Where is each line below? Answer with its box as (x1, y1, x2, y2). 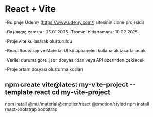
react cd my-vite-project (34, 88, 111, 97)
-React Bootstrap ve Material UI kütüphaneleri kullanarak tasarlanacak (5, 48, 146, 53)
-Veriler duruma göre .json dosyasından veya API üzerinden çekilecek (5, 57, 145, 63)
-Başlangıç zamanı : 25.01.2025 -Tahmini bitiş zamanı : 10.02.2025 (5, 29, 138, 34)
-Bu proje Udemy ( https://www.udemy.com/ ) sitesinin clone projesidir (5, 19, 145, 25)
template (5, 88, 33, 97)
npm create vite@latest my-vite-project (5, 81, 128, 89)
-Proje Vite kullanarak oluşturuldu (5, 38, 72, 44)
